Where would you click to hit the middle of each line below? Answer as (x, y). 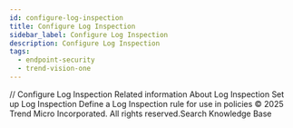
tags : (20, 52)
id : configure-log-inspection (67, 18)
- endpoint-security (56, 60)
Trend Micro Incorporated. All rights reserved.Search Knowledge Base (141, 113)
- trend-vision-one (54, 69)
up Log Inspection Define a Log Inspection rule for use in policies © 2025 (146, 103)
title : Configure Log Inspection (73, 26)
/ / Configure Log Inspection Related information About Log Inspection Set (147, 94)
